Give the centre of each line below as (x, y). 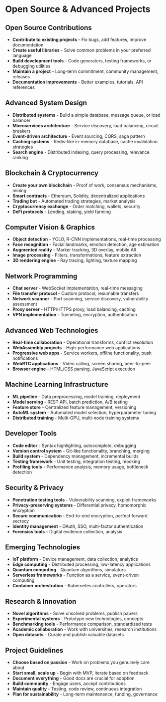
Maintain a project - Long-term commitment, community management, (85, 71)
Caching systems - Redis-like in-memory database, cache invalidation (85, 141)
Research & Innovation (41, 601)
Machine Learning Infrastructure (57, 384)
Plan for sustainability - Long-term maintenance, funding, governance (85, 694)
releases (21, 77)
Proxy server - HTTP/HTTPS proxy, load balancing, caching (74, 309)
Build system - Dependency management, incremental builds (76, 456)
